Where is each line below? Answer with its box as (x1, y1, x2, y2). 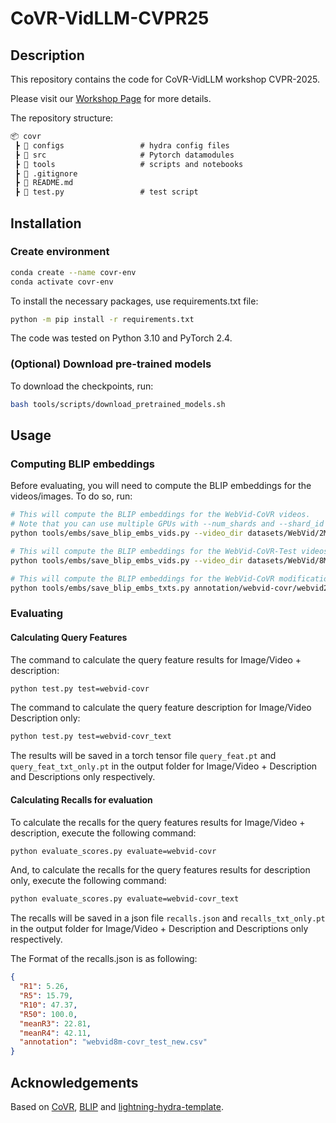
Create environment (10, 245, 110, 259)
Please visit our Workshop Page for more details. (10, 93, 212, 104)
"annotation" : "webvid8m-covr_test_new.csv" (19, 1037, 208, 1047)
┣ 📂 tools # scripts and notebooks (14, 159, 244, 169)
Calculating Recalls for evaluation (10, 793, 153, 806)
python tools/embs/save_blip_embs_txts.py (10, 583, 190, 593)
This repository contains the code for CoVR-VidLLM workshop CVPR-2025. (10, 73, 321, 85)
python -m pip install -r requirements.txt (10, 314, 195, 324)
